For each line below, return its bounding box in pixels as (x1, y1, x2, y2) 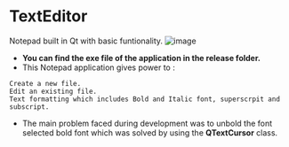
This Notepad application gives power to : (21, 62, 175, 73)
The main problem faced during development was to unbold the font (21, 118, 273, 128)
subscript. (9, 102, 50, 112)
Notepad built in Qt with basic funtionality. (9, 35, 163, 46)
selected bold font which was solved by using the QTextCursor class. (21, 127, 278, 138)
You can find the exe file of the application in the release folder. (21, 52, 261, 63)
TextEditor (9, 6, 88, 27)
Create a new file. (9, 79, 82, 88)
